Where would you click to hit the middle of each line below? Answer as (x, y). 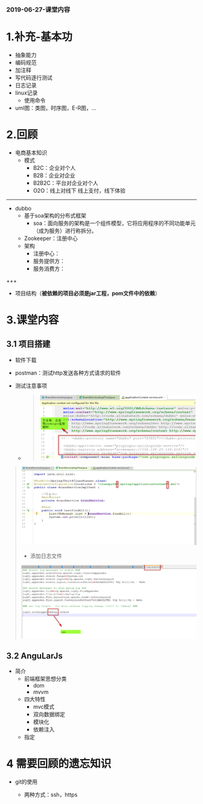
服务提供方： (49, 261)
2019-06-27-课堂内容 (38, 9)
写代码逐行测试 (34, 78)
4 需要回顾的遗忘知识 (59, 764)
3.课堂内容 (33, 320)
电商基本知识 (31, 152)
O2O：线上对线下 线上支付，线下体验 (79, 190)
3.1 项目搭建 (28, 344)
